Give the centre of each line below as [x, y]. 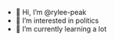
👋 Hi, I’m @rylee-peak [51, 12]
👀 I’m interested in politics [57, 20]
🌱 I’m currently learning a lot [61, 29]
